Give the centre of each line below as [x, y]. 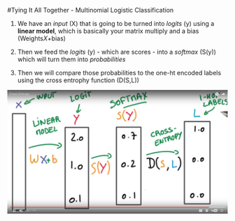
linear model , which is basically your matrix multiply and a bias [108, 31]
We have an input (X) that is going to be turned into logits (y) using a [116, 23]
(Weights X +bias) [42, 38]
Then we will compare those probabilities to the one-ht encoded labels [119, 73]
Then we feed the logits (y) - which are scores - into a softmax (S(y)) [117, 52]
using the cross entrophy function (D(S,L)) [78, 80]
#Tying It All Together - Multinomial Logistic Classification [91, 10]
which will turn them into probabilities [71, 59]
